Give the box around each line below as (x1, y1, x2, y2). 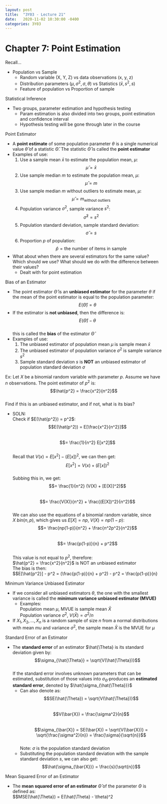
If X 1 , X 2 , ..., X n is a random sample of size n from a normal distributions (12, 617, 158, 625)
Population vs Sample (12, 69, 57, 75)
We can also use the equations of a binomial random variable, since (12, 512, 152, 518)
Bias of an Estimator (5, 279, 46, 285)
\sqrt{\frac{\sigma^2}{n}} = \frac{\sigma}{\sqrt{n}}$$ (36, 732, 146, 738)
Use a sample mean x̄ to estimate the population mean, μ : (19, 156, 138, 163)
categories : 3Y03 (5, 21, 41, 27)
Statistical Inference (5, 96, 46, 102)
